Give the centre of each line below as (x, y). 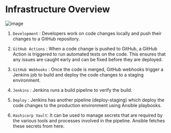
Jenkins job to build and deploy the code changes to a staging (78, 74)
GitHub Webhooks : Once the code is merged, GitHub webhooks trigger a (88, 69)
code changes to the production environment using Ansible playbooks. (87, 105)
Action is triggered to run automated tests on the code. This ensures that (89, 54)
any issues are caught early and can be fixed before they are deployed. (88, 59)
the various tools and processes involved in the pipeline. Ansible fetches (89, 120)
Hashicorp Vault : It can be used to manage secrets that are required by (88, 115)
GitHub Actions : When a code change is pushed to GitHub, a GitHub (85, 48)
